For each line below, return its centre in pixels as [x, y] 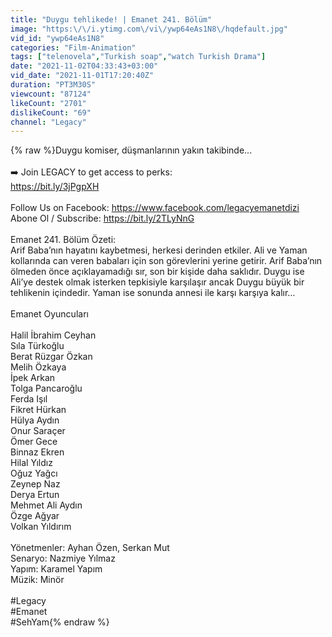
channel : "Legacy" [48, 122]
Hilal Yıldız [31, 463]
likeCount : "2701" [48, 103]
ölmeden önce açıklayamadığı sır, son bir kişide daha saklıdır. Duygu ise [157, 272]
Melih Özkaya [38, 367]
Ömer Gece [34, 442]
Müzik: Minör [37, 580]
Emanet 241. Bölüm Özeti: [63, 240]
